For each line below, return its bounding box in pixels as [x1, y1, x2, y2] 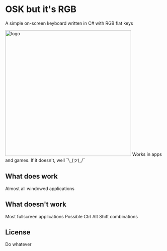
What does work [5, 172, 58, 181]
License [5, 228, 31, 236]
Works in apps [132, 151, 162, 157]
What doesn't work [5, 200, 67, 209]
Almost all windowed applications [5, 185, 74, 192]
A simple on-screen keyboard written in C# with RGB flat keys [5, 20, 133, 26]
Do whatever [5, 241, 32, 247]
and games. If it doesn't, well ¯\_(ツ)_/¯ [5, 157, 86, 163]
